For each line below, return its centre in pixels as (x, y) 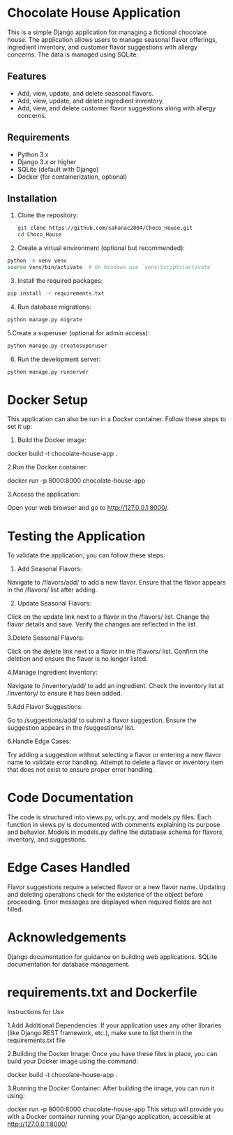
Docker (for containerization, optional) (72, 177)
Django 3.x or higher (47, 161)
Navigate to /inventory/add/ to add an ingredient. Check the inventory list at (116, 686)
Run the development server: (59, 359)
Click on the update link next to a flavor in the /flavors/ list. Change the (108, 617)
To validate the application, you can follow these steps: (86, 555)
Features (27, 76)
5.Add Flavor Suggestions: (45, 707)
